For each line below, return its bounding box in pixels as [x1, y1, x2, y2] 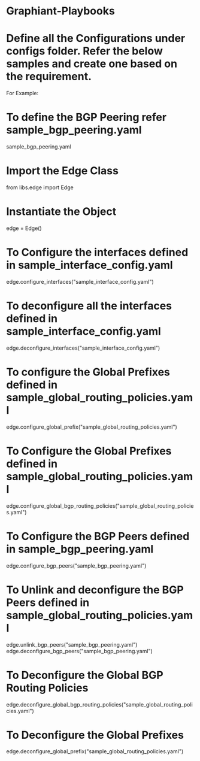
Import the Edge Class [6, 164, 119, 178]
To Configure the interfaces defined [6, 245, 189, 259]
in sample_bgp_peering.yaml [6, 542, 154, 556]
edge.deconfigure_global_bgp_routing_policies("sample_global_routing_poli [6, 701, 193, 708]
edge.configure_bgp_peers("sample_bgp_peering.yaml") [6, 562, 147, 569]
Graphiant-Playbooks [6, 4, 115, 18]
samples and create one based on [6, 57, 178, 71]
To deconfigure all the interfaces [6, 299, 172, 313]
